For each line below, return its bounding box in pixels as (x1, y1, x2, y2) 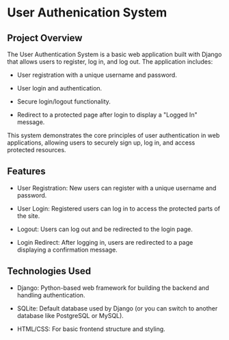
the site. (16, 211, 40, 220)
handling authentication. (16, 291, 85, 299)
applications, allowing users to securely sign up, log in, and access (7, 138, 196, 147)
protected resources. (7, 146, 66, 154)
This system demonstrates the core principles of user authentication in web (7, 132, 220, 139)
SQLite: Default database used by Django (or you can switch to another (16, 304, 218, 313)
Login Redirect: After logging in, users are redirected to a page (16, 238, 193, 246)
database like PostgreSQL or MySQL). (16, 311, 124, 319)
